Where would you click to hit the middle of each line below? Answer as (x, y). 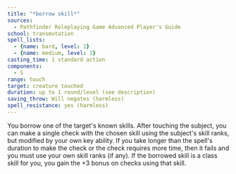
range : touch (26, 79)
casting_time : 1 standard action (56, 60)
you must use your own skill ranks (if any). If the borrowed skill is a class (112, 155)
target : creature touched (45, 86)
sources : (20, 20)
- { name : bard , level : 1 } (52, 46)
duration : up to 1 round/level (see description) (82, 92)
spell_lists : (26, 40)
